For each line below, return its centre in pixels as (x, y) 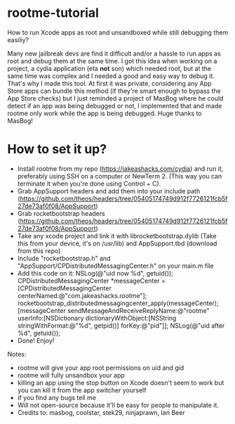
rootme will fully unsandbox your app (71, 375)
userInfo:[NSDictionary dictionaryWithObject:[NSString (97, 318)
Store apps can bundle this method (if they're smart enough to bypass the (114, 91)
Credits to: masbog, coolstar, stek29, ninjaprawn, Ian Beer (101, 412)
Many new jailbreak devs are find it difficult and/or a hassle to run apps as (114, 53)
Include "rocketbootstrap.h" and (64, 258)
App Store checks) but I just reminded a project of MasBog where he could (115, 98)
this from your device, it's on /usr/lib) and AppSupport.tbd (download (117, 243)
